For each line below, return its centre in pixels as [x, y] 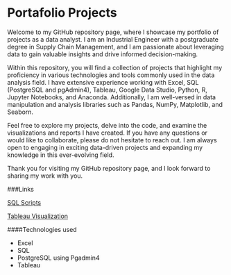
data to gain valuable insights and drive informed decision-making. [103, 54]
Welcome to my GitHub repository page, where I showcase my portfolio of [113, 32]
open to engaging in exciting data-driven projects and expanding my [105, 147]
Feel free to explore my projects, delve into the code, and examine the [107, 125]
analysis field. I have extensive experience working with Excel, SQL [103, 82]
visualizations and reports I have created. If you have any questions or [108, 133]
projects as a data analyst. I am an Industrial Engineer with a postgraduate [113, 39]
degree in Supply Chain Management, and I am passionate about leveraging [115, 47]
